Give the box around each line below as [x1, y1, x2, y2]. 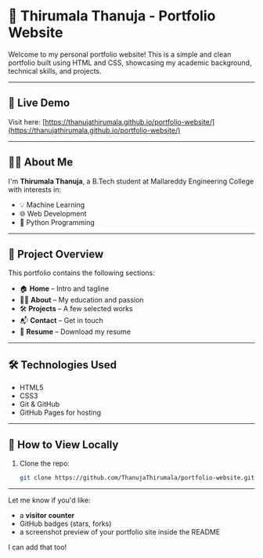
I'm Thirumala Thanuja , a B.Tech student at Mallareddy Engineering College [8, 176, 254, 186]
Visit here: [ [8, 117, 45, 126]
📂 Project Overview [8, 247, 104, 261]
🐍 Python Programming [19, 217, 95, 226]
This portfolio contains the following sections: [8, 268, 155, 277]
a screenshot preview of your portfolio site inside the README [19, 527, 221, 536]
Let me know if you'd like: [8, 495, 92, 505]
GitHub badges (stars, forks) [19, 519, 112, 528]
